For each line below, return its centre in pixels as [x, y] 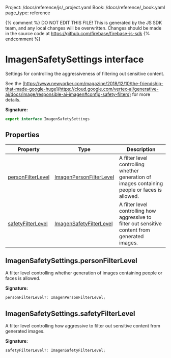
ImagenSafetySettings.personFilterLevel [71, 261]
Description [141, 149]
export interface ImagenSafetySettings [48, 119]
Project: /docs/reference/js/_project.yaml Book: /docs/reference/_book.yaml [85, 7]
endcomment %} [23, 39]
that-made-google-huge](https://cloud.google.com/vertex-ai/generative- [82, 89]
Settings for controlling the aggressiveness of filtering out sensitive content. [85, 73]
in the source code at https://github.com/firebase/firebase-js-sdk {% [78, 33]
